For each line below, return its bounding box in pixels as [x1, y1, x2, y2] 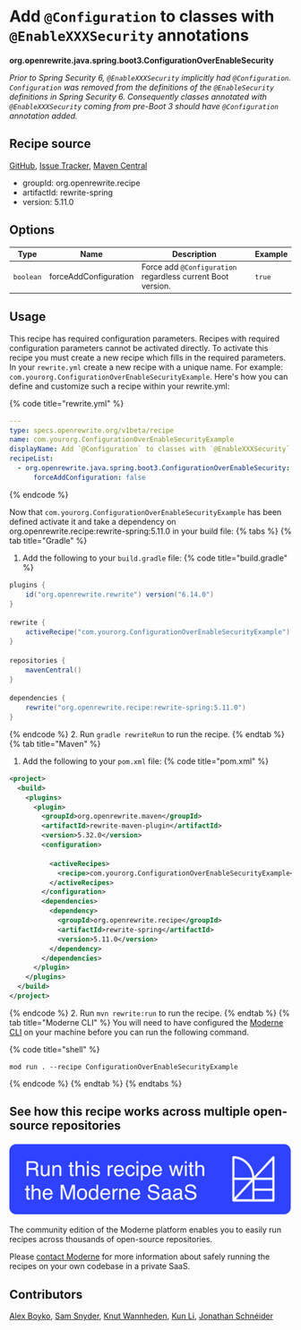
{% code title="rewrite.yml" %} [9, 398, 125, 408]
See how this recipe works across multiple [9, 1104, 251, 1120]
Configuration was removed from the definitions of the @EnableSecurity [9, 82, 275, 92]
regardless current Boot [141, 271, 229, 282]
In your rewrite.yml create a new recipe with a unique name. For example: [9, 361, 284, 373]
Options [9, 222, 56, 238]
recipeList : [9, 454, 54, 463]
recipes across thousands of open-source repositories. [9, 1234, 213, 1245]
